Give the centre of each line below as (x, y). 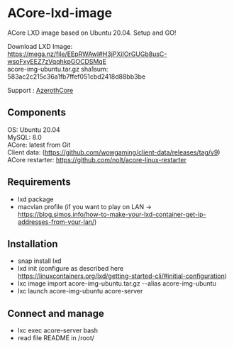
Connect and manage (56, 313)
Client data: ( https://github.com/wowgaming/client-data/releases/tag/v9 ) (114, 152)
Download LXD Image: (40, 46)
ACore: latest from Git (39, 145)
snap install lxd (39, 261)
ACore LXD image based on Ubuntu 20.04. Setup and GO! (92, 33)
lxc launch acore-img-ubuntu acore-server (80, 291)
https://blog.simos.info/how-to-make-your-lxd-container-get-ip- (112, 214)
